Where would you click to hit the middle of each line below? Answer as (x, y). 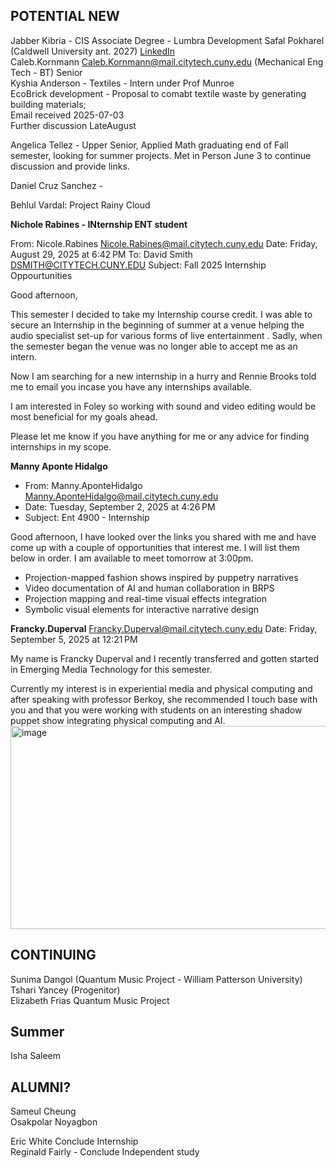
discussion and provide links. (70, 166)
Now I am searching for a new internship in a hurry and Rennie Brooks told (163, 376)
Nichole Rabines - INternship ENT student (99, 224)
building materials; (48, 104)
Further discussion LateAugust (73, 125)
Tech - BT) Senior (46, 72)
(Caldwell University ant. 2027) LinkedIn (93, 51)
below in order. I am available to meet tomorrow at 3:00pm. (132, 558)
